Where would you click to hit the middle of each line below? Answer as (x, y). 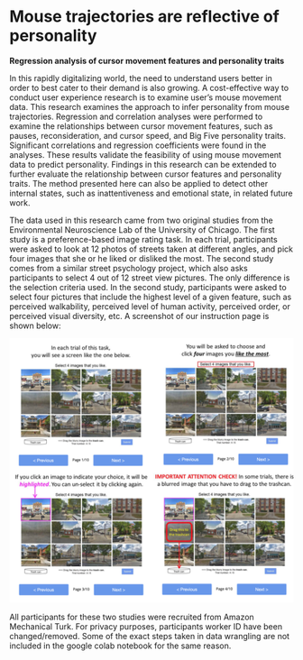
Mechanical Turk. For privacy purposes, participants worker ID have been (146, 626)
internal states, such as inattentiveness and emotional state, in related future (151, 193)
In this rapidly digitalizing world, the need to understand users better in (141, 78)
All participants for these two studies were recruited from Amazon (132, 617)
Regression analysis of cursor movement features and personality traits (147, 60)
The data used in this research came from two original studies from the (141, 220)
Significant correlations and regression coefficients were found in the (138, 145)
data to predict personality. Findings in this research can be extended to (143, 164)
